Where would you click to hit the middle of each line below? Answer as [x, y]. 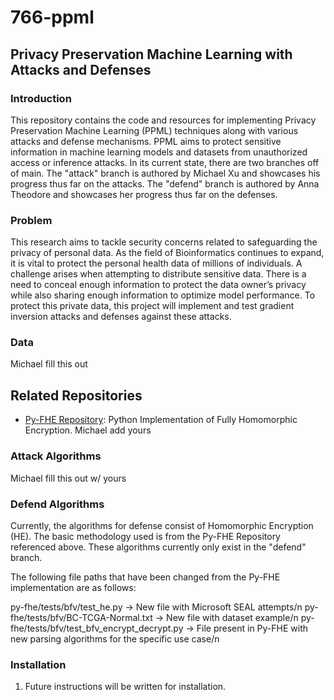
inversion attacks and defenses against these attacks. [121, 317]
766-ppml [52, 17]
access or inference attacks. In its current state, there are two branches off [165, 162]
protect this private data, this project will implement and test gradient [152, 306]
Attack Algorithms [56, 456]
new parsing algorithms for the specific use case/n [115, 638]
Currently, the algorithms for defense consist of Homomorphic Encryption [162, 525]
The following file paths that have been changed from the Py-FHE [145, 577]
